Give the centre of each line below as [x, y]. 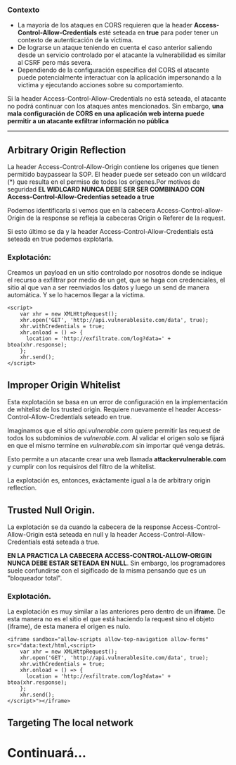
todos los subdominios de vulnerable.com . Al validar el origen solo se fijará [116, 438]
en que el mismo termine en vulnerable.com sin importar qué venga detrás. [116, 446]
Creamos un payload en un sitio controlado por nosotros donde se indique [115, 273]
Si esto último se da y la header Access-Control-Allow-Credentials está [111, 232]
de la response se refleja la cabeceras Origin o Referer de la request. [126, 218]
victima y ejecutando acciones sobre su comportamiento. [100, 85]
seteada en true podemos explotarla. [60, 239]
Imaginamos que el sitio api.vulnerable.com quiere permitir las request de [114, 430]
